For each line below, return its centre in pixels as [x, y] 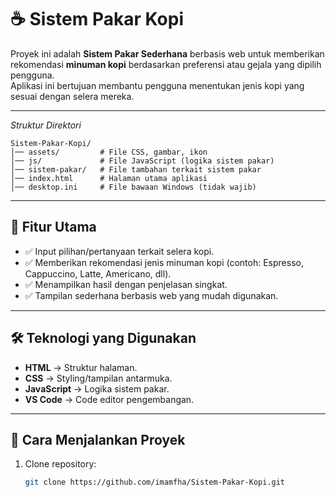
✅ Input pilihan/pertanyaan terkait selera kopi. [119, 251]
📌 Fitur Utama [53, 227]
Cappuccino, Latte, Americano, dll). [98, 273]
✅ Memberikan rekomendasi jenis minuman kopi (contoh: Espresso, [164, 262]
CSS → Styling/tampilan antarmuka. [98, 378]
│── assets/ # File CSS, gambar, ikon [109, 152]
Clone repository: [60, 464]
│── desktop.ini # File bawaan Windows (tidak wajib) [133, 187]
